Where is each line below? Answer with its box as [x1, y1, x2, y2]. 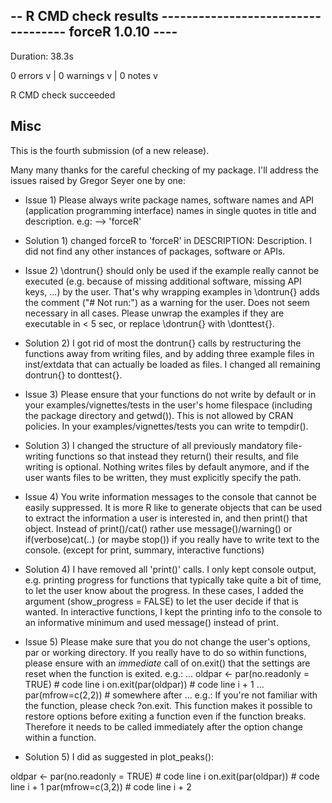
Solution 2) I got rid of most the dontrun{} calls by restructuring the [24, 337, 302, 349]
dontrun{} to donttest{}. [24, 369, 123, 381]
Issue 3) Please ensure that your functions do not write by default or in [24, 388, 317, 400]
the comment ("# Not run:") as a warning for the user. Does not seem [24, 296, 310, 308]
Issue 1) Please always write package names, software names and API [24, 194, 315, 206]
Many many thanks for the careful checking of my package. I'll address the [10, 164, 319, 176]
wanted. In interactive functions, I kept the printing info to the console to [24, 605, 323, 618]
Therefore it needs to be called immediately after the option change [24, 720, 303, 733]
